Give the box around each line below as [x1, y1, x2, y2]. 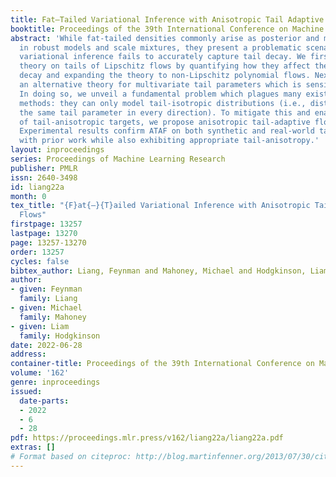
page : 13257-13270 [10, 237, 87, 248]
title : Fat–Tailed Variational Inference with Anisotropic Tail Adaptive [10, 14, 325, 25]
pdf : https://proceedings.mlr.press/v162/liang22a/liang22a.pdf [10, 433, 284, 443]
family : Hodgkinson [19, 331, 101, 341]
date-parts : [19, 396, 70, 406]
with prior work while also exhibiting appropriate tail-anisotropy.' [19, 136, 320, 146]
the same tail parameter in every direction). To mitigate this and [19, 107, 311, 118]
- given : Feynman [10, 284, 83, 295]
